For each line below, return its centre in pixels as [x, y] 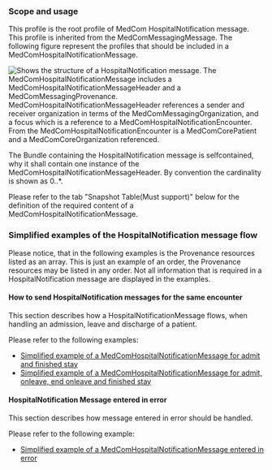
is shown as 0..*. [36, 181]
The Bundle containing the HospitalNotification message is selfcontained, [131, 155]
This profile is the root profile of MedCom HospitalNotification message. [129, 29]
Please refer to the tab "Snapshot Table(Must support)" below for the [124, 197]
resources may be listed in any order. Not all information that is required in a [135, 270]
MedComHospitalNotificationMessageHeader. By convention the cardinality [135, 173]
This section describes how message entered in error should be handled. [131, 418]
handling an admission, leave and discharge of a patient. [103, 324]
